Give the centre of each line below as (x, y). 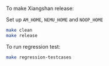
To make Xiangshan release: (40, 8)
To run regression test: (33, 46)
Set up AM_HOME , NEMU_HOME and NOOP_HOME (55, 19)
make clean (19, 30)
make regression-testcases (39, 57)
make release (22, 35)
